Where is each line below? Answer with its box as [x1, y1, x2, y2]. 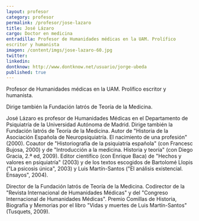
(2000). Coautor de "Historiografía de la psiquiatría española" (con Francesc [6, 140, 194, 147]
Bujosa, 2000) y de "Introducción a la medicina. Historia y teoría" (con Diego [6, 146, 194, 153]
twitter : [6, 53, 28, 59]
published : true [6, 69, 46, 75]
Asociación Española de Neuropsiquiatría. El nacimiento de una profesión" [6, 134, 188, 141]
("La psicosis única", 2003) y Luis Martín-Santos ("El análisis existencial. [6, 165, 184, 172]
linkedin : [6, 58, 31, 64]
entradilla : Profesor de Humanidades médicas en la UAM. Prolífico [6, 36, 176, 42]
